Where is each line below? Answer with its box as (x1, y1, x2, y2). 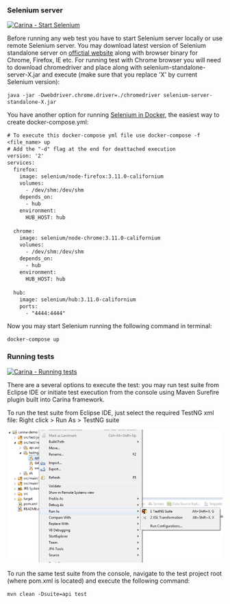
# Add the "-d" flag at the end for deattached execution (7, 146, 176, 153)
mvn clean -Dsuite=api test (7, 590, 88, 597)
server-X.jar (7, 70, 41, 79)
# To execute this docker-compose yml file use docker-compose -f (7, 132, 201, 139)
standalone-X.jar (7, 99, 57, 106)
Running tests (7, 352, 55, 361)
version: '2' (7, 153, 44, 159)
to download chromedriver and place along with (7, 64, 142, 72)
